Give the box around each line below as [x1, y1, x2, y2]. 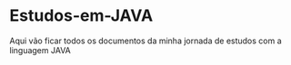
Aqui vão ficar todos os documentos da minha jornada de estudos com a [9, 35, 282, 46]
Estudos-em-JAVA [9, 5, 154, 26]
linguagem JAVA [9, 44, 71, 55]
